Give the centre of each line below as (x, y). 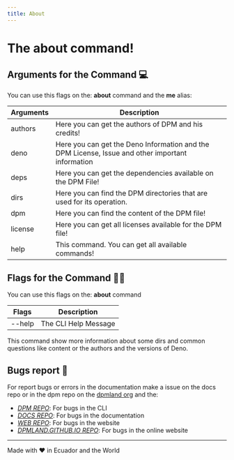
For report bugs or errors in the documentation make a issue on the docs (111, 387)
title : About (26, 14)
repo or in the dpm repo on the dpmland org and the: (83, 394)
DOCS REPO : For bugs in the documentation (81, 415)
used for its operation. (91, 202)
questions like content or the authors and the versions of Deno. (98, 348)
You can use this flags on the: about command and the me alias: (100, 95)
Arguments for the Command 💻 (78, 75)
